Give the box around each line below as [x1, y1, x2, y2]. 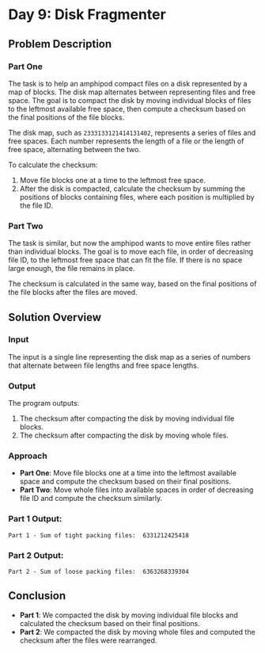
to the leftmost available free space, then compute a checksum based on [8, 104, 247, 113]
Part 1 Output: [8, 514, 62, 525]
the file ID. [19, 200, 54, 210]
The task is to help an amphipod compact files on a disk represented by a [8, 78, 248, 88]
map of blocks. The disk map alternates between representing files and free [8, 87, 256, 97]
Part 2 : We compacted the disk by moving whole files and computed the [19, 627, 256, 636]
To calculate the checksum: [8, 160, 98, 170]
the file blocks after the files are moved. [8, 288, 138, 297]
